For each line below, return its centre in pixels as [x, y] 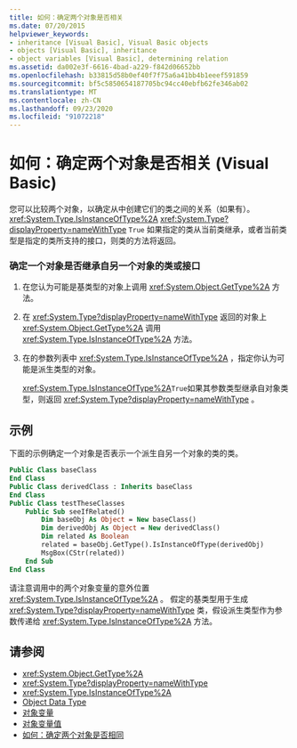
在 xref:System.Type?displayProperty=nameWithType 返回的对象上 [144, 317]
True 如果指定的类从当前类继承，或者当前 [204, 230]
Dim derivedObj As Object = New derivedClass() [131, 528]
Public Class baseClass [53, 470]
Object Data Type [54, 702]
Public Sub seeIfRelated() [75, 512]
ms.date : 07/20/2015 [48, 26]
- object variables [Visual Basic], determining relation [119, 59]
